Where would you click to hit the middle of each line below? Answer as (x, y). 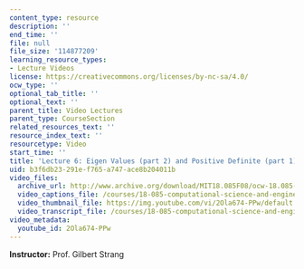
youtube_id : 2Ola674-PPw (64, 228)
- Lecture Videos (42, 69)
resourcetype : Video (48, 144)
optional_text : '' (44, 102)
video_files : (34, 178)
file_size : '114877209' (54, 52)
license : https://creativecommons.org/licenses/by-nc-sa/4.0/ (129, 77)
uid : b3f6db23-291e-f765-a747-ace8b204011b (93, 169)
